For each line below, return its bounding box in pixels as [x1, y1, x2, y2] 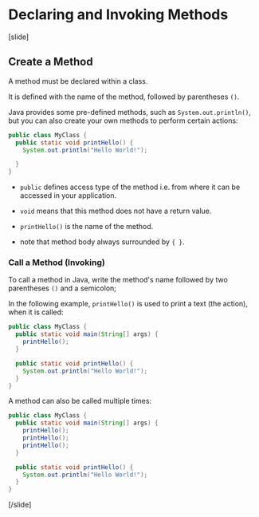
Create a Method [8, 55, 93, 69]
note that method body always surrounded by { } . [19, 237, 185, 247]
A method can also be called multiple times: [8, 397, 152, 406]
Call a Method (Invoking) [8, 257, 105, 268]
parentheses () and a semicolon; [8, 283, 117, 293]
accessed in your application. [19, 191, 117, 200]
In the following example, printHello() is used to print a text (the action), [8, 299, 249, 309]
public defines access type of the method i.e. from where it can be [19, 182, 241, 192]
